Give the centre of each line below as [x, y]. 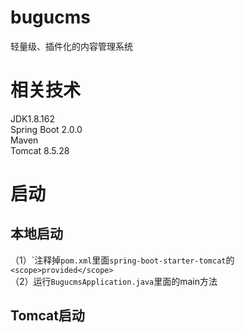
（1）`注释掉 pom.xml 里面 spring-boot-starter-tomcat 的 [122, 260]
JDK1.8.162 [32, 118]
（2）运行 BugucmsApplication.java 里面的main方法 [114, 281]
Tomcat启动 [47, 316]
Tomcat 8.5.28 [40, 150]
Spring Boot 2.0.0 [46, 129]
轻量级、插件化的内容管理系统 [71, 46]
